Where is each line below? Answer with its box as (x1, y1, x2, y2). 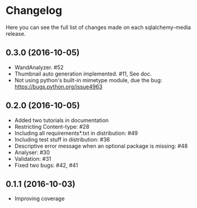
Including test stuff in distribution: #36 (14, 135, 110, 143)
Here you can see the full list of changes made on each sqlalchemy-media (5, 24, 192, 31)
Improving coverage (14, 195, 65, 203)
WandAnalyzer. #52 (14, 63, 64, 71)
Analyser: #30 (14, 149, 50, 156)
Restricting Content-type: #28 (14, 123, 90, 130)
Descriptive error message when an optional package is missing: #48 (14, 142, 189, 149)
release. (5, 30, 26, 37)
